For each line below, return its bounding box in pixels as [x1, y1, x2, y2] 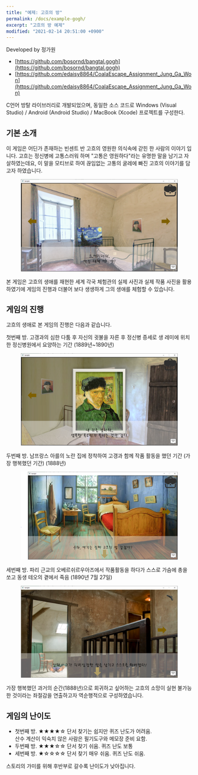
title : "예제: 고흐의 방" [6, 9, 63, 15]
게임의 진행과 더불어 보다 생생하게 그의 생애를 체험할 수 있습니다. [26, 285, 175, 293]
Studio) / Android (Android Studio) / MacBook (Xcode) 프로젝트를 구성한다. [6, 109, 185, 116]
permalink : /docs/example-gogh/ [6, 15, 86, 22]
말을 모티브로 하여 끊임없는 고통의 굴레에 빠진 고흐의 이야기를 [44, 160, 184, 167]
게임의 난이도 [6, 711, 51, 721]
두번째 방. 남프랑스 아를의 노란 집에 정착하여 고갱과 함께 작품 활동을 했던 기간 [6, 452, 183, 459]
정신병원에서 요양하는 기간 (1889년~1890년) [12, 341, 114, 348]
